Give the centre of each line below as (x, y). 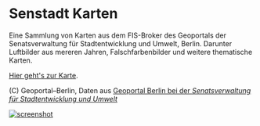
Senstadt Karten (63, 14)
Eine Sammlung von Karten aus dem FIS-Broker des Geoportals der (117, 35)
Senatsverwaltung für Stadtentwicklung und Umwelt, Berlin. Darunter (121, 43)
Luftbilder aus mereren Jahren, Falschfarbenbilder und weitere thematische (131, 52)
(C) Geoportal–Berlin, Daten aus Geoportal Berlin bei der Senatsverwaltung (130, 90)
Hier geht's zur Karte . (43, 75)
